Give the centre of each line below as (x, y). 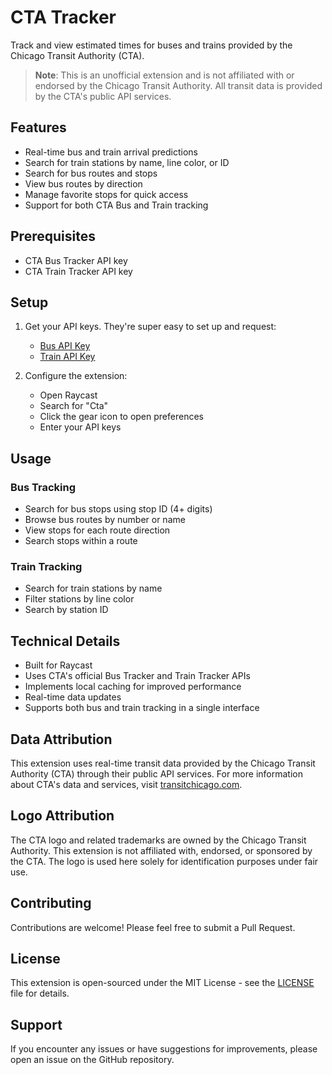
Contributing (51, 903)
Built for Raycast (58, 665)
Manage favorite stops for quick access (106, 194)
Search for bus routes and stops (91, 173)
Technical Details (65, 641)
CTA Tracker (63, 17)
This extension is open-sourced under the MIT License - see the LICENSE (162, 983)
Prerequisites (53, 236)
